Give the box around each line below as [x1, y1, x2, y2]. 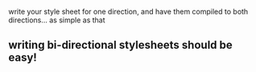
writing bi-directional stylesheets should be [8, 38, 233, 52]
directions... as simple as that [8, 15, 106, 25]
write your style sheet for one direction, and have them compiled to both [8, 7, 249, 16]
